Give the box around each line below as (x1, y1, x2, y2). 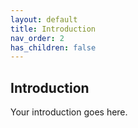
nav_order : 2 (10, 33, 65, 43)
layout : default (10, 14, 78, 25)
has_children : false (10, 42, 97, 53)
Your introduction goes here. (10, 106, 128, 118)
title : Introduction (10, 24, 97, 34)
